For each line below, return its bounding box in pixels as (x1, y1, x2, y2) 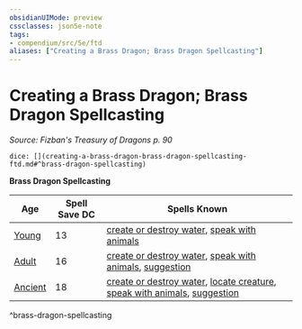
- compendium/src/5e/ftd (9, 38, 102, 48)
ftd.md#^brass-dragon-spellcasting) (9, 160, 147, 169)
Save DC (58, 208, 96, 221)
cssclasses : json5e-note (9, 22, 102, 31)
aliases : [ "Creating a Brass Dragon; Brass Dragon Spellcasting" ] (9, 47, 263, 56)
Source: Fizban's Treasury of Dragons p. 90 (9, 134, 173, 145)
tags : (9, 30, 30, 39)
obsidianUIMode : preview (9, 13, 102, 23)
